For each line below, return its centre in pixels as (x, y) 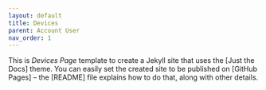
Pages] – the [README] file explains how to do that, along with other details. (133, 77)
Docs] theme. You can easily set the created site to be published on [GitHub (133, 69)
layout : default (35, 16)
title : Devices (33, 23)
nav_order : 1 (30, 38)
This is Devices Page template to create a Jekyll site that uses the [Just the (131, 61)
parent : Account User (44, 30)
